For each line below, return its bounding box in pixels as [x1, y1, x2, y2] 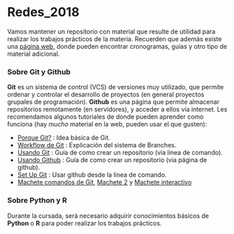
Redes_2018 [7, 4, 80, 20]
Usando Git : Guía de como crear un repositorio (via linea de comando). [17, 148, 224, 157]
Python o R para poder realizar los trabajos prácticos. [7, 219, 162, 227]
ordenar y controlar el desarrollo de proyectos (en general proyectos [7, 90, 205, 98]
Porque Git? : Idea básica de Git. [17, 133, 110, 142]
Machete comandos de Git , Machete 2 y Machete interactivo [17, 178, 192, 187]
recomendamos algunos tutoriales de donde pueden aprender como [7, 112, 204, 121]
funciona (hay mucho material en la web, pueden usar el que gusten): [7, 120, 207, 129]
